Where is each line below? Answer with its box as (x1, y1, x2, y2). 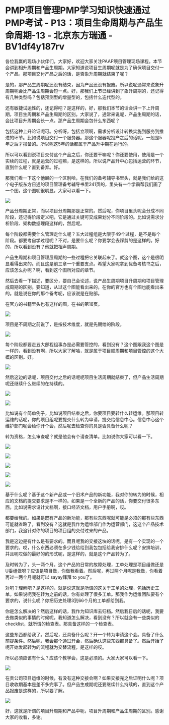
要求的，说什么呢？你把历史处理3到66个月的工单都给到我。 (5, 597, 128, 603)
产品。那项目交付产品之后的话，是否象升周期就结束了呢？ (9, 71, 129, 77)
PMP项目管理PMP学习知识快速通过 (5, 5, 150, 16)
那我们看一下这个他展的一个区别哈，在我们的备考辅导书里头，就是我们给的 (5, 175, 159, 181)
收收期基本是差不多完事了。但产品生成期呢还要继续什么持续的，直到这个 (9, 681, 159, 687)
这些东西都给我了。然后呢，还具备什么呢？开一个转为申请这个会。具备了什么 (5, 631, 164, 637)
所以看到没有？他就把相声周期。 (14, 243, 80, 250)
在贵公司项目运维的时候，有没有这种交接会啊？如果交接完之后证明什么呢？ (5, 675, 159, 681)
